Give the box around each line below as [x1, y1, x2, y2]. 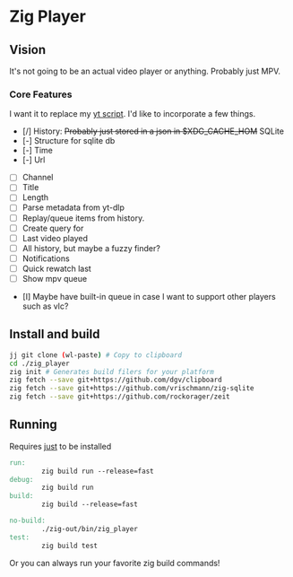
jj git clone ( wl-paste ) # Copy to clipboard [9, 350, 182, 360]
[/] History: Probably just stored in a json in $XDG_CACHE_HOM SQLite [22, 126, 285, 136]
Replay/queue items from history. [22, 213, 145, 223]
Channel [22, 172, 54, 183]
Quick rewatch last [22, 263, 91, 274]
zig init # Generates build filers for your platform [9, 367, 215, 376]
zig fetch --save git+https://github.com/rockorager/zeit [9, 392, 230, 401]
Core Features [9, 88, 73, 101]
